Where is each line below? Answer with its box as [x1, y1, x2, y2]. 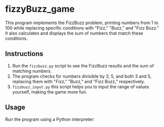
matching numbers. [12, 68, 52, 74]
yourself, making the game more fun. [12, 89, 87, 95]
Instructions [5, 50, 43, 58]
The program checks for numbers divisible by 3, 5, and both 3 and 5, [12, 73, 152, 79]
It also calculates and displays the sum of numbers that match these [5, 30, 144, 36]
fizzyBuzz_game [5, 3, 75, 15]
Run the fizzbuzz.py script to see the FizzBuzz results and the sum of [12, 63, 154, 68]
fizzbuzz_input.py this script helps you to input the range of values [12, 84, 149, 90]
